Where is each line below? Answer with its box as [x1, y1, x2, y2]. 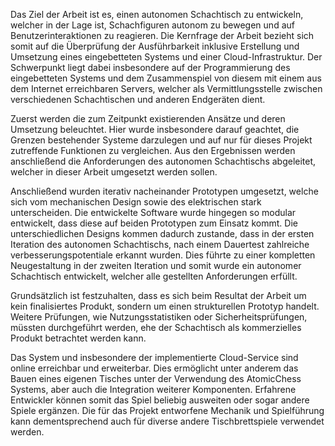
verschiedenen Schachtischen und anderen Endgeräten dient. [10, 94, 266, 105]
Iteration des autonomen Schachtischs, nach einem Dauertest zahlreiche [10, 239, 310, 250]
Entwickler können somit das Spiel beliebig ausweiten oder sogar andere [10, 394, 310, 406]
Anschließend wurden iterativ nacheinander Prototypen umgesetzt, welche [10, 185, 319, 197]
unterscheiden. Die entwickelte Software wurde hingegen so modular [10, 207, 297, 218]
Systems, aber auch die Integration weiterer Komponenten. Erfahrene [10, 384, 297, 395]
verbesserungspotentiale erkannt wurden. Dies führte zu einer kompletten [10, 249, 316, 261]
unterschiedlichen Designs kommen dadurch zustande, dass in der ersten [10, 228, 315, 239]
